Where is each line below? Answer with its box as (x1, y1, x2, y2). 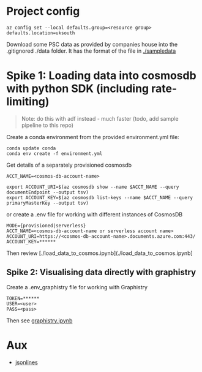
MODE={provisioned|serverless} (6, 222, 86, 229)
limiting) (6, 95, 50, 108)
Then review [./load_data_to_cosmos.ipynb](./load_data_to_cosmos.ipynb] (6, 249, 193, 257)
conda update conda (6, 145, 56, 151)
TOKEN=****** (6, 295, 40, 302)
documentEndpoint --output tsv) (6, 189, 89, 195)
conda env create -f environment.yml (6, 150, 103, 157)
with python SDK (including (6, 82, 149, 96)
